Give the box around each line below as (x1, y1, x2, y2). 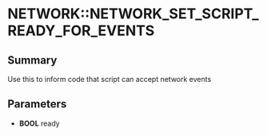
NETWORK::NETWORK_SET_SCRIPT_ (7, 5, 259, 23)
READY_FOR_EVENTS (7, 21, 155, 40)
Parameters (7, 97, 67, 111)
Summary (7, 53, 58, 67)
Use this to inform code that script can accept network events (7, 75, 212, 84)
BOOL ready (18, 119, 61, 128)
